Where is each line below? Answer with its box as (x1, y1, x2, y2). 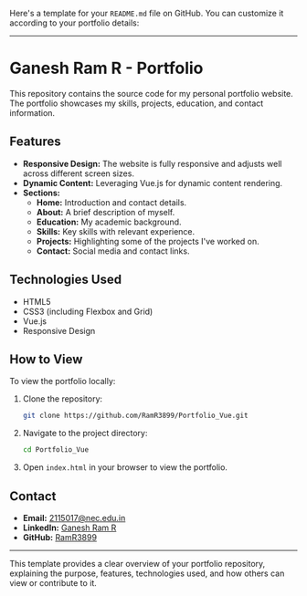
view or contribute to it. (9, 577, 98, 588)
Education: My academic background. (36, 216, 182, 227)
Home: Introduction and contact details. (36, 196, 187, 208)
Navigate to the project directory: (22, 428, 148, 439)
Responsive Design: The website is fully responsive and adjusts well (22, 158, 282, 169)
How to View (9, 351, 83, 367)
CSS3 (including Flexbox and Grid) (22, 306, 153, 317)
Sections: (22, 187, 61, 198)
